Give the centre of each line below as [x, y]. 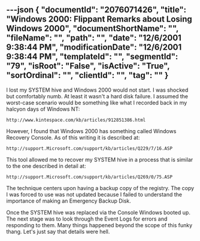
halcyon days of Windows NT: [43, 109]
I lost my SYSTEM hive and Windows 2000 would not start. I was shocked [97, 90]
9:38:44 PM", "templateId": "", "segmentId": [92, 57]
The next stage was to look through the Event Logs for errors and [87, 219]
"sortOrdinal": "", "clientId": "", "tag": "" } [87, 75]
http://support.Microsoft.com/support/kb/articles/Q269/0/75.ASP [89, 177]
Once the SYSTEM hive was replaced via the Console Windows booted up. [98, 212]
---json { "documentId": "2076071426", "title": [96, 10]
